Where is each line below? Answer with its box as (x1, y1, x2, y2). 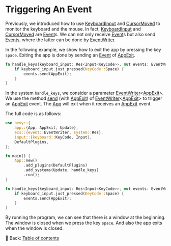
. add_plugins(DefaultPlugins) (23, 163, 88, 168)
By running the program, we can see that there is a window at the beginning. (5, 214, 166, 221)
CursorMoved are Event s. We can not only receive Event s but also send (5, 31, 156, 37)
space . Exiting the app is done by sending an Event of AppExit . (5, 52, 136, 58)
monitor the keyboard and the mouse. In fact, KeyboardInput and (5, 25, 141, 32)
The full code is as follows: (5, 111, 62, 117)
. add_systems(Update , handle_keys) (23, 168, 99, 173)
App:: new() (14, 158, 38, 163)
